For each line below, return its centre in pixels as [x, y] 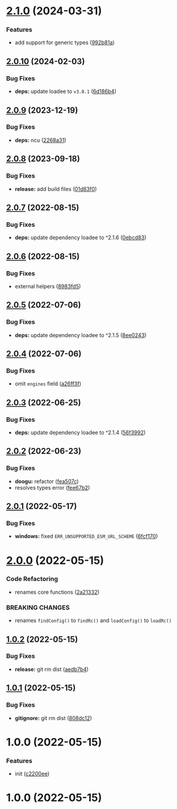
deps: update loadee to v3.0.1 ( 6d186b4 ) [66, 91]
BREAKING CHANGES [38, 607]
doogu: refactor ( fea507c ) [47, 481]
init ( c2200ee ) [32, 774]
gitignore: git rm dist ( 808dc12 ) [53, 718]
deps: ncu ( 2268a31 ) [40, 140]
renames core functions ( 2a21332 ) [57, 592]
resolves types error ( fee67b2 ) [52, 487]
